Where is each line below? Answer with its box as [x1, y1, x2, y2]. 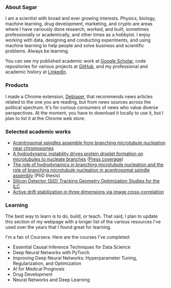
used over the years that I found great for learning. [5, 224, 112, 231]
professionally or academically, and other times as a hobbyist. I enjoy [5, 32, 151, 38]
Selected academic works [5, 128, 71, 135]
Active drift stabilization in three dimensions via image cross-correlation [12, 188, 164, 195]
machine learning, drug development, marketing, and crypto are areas [5, 21, 153, 27]
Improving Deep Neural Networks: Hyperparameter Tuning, [12, 255, 137, 261]
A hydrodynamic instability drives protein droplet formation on [12, 150, 143, 157]
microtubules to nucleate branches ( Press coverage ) [12, 156, 124, 162]
